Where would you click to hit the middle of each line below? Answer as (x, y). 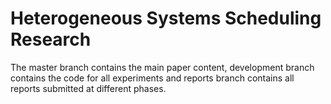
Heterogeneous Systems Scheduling (166, 18)
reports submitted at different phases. (88, 88)
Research (51, 39)
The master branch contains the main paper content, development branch (162, 67)
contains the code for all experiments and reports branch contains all (152, 78)
